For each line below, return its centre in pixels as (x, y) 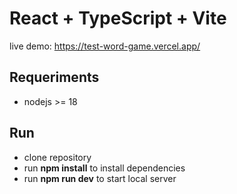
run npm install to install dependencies (104, 168)
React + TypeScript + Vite (118, 18)
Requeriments (54, 77)
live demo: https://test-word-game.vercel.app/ (105, 46)
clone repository (57, 157)
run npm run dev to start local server (100, 178)
